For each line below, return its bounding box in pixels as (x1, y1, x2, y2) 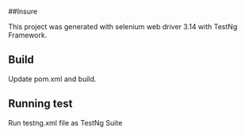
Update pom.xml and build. (8, 74, 97, 84)
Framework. (8, 31, 48, 39)
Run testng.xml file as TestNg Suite (8, 118, 123, 127)
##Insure (8, 7, 38, 16)
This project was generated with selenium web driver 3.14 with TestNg (8, 22, 238, 31)
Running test (8, 97, 73, 111)
